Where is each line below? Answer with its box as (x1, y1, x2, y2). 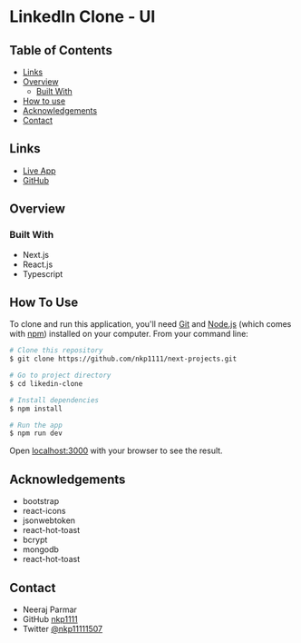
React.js (22, 259, 53, 270)
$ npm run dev (9, 429, 63, 438)
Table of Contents (9, 43, 113, 58)
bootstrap (22, 496, 60, 507)
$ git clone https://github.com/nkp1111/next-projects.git (9, 354, 238, 364)
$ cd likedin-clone (9, 379, 83, 388)
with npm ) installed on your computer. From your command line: (9, 329, 249, 340)
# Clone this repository (9, 346, 103, 355)
